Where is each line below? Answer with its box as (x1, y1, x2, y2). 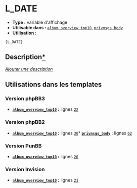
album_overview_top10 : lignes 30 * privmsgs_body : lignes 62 (12, 130, 132, 136)
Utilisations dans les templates (5, 80, 102, 89)
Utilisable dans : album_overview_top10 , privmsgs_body (12, 24, 123, 30)
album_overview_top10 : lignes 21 (12, 177, 79, 183)
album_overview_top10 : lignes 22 (12, 106, 79, 112)
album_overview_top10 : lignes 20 (12, 154, 79, 160)
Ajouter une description (5, 66, 53, 72)
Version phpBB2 (5, 119, 46, 126)
